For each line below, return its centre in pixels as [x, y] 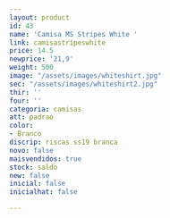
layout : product [39, 17]
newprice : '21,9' [42, 59]
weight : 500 [31, 68]
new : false [30, 175]
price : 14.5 [31, 51]
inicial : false [38, 184]
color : [21, 126]
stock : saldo [34, 167]
